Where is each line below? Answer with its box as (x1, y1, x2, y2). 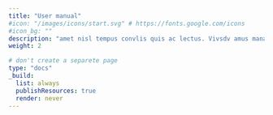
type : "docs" (8, 64, 53, 73)
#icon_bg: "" (8, 27, 53, 35)
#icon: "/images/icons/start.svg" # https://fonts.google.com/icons (8, 19, 245, 28)
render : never (15, 94, 63, 102)
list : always (15, 79, 60, 87)
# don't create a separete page (8, 57, 118, 65)
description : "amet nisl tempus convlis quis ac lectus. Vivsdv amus (8, 34, 249, 43)
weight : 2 (8, 42, 42, 50)
